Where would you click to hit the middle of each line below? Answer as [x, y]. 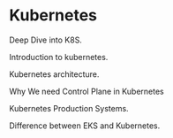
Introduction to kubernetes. [59, 57]
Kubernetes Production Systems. [69, 108]
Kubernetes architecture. [54, 74]
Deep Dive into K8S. [45, 40]
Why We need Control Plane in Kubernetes [87, 91]
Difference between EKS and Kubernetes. [85, 126]
